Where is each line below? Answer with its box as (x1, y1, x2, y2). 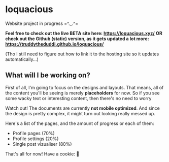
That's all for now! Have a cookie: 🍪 (5, 151, 80, 157)
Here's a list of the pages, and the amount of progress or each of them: (5, 120, 154, 126)
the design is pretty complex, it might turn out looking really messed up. (5, 110, 156, 116)
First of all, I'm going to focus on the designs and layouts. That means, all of (5, 84, 164, 90)
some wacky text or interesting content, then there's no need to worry (5, 95, 152, 101)
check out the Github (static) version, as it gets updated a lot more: (5, 36, 149, 42)
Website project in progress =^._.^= (5, 20, 79, 26)
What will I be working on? (5, 71, 90, 80)
